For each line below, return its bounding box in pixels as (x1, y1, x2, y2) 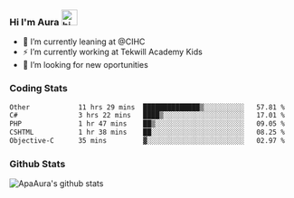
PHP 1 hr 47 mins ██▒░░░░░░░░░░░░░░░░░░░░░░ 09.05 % (9, 119, 285, 128)
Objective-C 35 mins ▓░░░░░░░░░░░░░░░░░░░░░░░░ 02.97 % (9, 137, 285, 146)
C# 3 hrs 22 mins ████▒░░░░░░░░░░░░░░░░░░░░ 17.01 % (9, 111, 285, 120)
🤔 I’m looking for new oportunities (22, 60, 149, 71)
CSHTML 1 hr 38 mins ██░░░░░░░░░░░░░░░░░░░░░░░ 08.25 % (9, 127, 285, 137)
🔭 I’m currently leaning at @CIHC (22, 36, 146, 47)
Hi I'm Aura (9, 15, 60, 28)
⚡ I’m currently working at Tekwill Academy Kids (22, 46, 204, 58)
